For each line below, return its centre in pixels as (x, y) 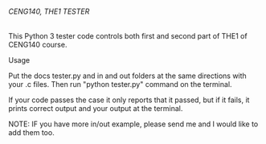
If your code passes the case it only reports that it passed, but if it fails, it (129, 100)
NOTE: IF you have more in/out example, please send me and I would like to (133, 124)
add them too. (31, 133)
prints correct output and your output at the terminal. (96, 109)
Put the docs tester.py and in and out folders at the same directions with (127, 76)
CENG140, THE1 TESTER (49, 11)
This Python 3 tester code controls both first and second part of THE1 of (128, 36)
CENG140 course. (38, 45)
